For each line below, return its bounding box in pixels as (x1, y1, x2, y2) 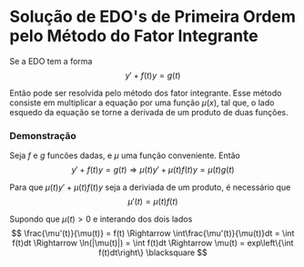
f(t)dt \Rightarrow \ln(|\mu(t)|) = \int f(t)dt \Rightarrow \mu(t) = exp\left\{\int (12, 238, 294, 249)
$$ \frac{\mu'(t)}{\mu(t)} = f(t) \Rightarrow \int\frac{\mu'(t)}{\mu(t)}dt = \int (11, 228, 295, 239)
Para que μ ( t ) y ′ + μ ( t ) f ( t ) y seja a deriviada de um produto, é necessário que (9, 182, 291, 193)
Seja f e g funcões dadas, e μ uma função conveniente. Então (9, 150, 241, 161)
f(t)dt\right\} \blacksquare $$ (98, 247, 208, 258)
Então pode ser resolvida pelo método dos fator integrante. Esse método (9, 87, 282, 98)
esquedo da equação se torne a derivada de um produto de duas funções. (9, 106, 289, 117)
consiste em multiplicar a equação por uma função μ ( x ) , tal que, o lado (9, 97, 275, 108)
